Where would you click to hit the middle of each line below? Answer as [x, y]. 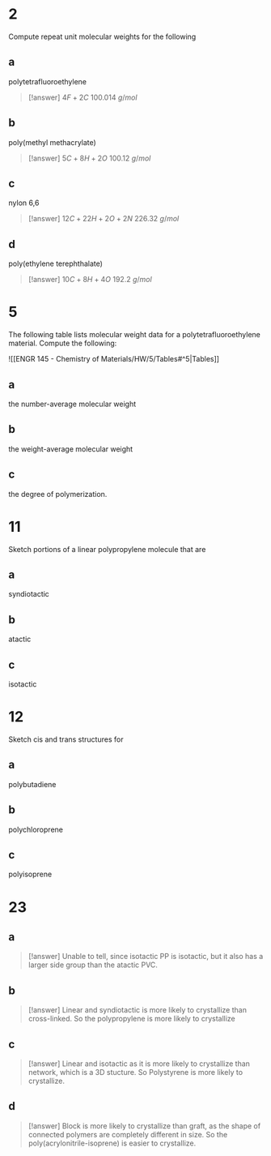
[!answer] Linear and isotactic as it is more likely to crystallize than [139, 1064]
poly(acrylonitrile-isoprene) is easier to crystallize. [112, 1143]
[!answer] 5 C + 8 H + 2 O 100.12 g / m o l [89, 158]
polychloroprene [36, 829]
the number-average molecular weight [72, 404]
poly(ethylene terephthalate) [56, 263]
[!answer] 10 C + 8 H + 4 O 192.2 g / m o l [90, 280]
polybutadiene [32, 784]
